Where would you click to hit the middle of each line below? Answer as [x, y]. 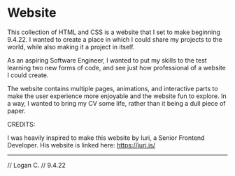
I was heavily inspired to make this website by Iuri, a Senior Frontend [106, 138]
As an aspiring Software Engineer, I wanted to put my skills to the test [107, 60]
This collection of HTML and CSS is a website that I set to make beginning [114, 32]
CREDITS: [21, 124]
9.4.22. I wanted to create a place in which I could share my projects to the [115, 39]
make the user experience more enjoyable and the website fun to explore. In [117, 96]
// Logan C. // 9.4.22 [37, 165]
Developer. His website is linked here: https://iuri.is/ [81, 145]
